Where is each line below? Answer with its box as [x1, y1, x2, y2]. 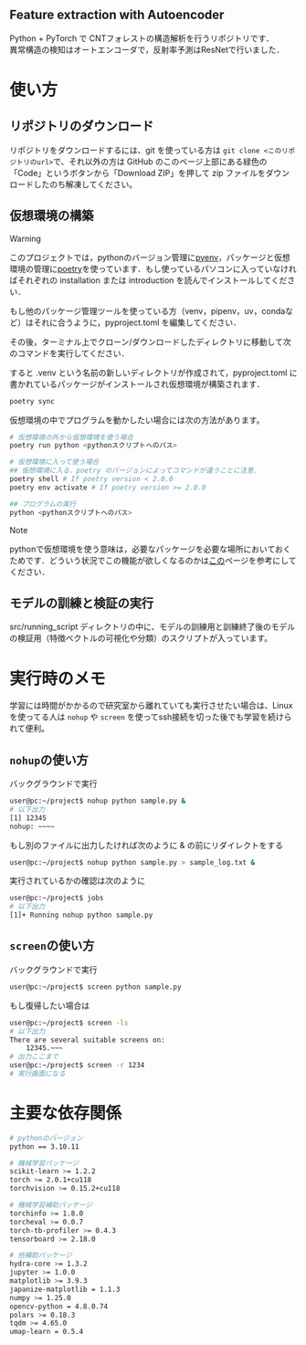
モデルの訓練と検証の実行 [9, 595, 153, 611]
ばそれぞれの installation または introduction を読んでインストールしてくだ [9, 274, 288, 286]
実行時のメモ [9, 668, 107, 688]
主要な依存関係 [9, 1103, 122, 1124]
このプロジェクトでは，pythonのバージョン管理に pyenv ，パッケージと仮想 [9, 251, 290, 263]
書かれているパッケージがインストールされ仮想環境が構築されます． [9, 378, 265, 389]
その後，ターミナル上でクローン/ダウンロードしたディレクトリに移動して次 [9, 336, 291, 347]
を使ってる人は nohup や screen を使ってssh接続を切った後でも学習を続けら [9, 711, 292, 722]
